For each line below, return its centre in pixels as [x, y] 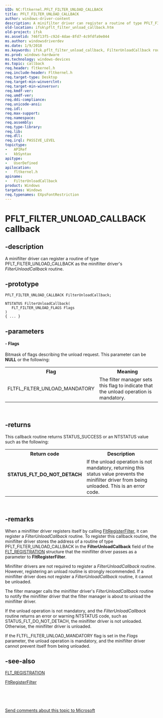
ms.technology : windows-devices [38, 59]
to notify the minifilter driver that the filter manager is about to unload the [78, 596]
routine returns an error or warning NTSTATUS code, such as [66, 616]
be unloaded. [18, 582]
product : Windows [23, 185]
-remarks [19, 519]
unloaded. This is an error [116, 486]
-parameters [24, 331]
